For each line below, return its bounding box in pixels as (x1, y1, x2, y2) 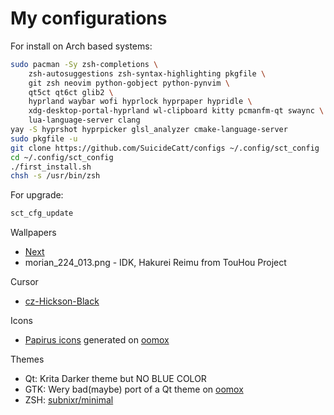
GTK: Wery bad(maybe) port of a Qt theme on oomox (24, 383, 244, 396)
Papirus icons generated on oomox (24, 334, 170, 346)
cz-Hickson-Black (24, 295, 100, 307)
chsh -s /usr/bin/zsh (10, 171, 101, 181)
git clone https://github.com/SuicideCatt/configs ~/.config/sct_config (10, 143, 320, 153)
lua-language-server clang (28, 115, 141, 126)
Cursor (10, 276, 39, 288)
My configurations (10, 7, 168, 30)
